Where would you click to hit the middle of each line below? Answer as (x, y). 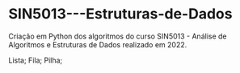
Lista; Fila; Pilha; (36, 60)
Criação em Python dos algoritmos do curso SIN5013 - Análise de (118, 36)
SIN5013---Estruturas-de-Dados (120, 14)
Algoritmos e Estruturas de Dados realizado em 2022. (98, 44)
